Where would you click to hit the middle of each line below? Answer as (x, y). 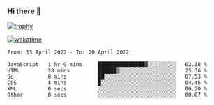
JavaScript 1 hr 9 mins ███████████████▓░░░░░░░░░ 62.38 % (107, 65)
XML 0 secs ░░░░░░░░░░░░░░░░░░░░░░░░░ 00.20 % (107, 89)
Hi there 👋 (24, 11)
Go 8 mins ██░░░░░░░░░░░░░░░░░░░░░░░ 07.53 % (107, 77)
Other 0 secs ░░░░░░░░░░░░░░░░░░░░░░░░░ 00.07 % (107, 95)
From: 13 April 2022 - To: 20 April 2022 (68, 52)
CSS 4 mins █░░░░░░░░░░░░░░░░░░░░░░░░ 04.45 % (107, 83)
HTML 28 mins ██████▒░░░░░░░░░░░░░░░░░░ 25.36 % (107, 71)
